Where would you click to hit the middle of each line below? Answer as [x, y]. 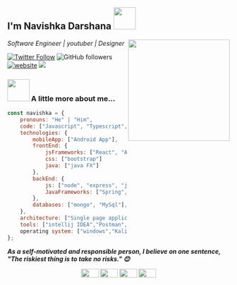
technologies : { [44, 133]
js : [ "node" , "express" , [81, 185]
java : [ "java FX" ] [72, 166]
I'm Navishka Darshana [59, 26]
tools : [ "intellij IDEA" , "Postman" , [74, 224]
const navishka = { [36, 114]
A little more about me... [73, 98]
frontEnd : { [50, 146]
